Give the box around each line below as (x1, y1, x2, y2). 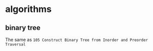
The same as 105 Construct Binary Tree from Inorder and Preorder (5, 36, 148, 42)
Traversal (5, 42, 26, 47)
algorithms (5, 3, 52, 15)
